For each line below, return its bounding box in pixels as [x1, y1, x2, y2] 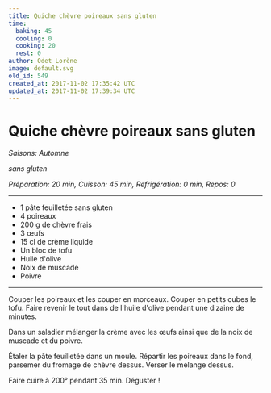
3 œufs [19, 228, 44, 238]
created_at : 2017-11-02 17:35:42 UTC [8, 79, 135, 87]
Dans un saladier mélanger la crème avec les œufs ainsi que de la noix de [8, 328, 253, 337]
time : [8, 19, 27, 27]
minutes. [8, 311, 38, 321]
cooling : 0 [15, 34, 52, 43]
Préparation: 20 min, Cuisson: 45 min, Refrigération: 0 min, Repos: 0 [8, 179, 236, 190]
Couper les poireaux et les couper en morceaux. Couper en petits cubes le [8, 295, 256, 304]
